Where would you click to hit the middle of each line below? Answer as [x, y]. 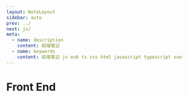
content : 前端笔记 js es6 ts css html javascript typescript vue [99, 57]
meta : [13, 35]
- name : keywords [34, 52]
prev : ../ [19, 23]
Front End [31, 87]
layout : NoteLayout [31, 12]
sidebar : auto [24, 18]
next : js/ [19, 29]
